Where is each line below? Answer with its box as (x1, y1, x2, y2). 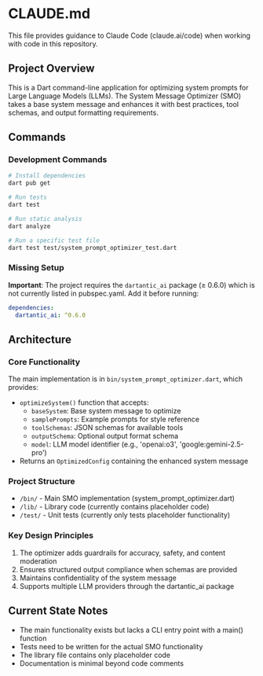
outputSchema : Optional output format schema (31, 432, 179, 441)
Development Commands (8, 154, 108, 165)
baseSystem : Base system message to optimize (31, 406, 181, 416)
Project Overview (8, 62, 95, 75)
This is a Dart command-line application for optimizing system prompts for (8, 83, 249, 92)
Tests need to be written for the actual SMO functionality (19, 641, 203, 651)
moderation (19, 556, 57, 566)
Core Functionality (8, 356, 81, 367)
